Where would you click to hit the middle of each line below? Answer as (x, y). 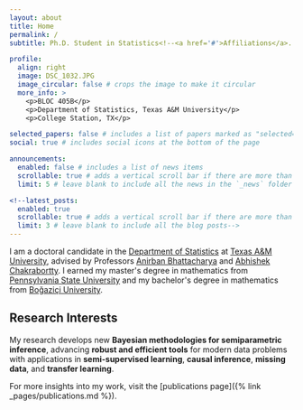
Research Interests (64, 318)
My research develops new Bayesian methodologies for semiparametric (146, 340)
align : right (42, 68)
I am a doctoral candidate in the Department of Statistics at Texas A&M (141, 251)
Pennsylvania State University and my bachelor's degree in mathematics (144, 280)
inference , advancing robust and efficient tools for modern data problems (148, 349)
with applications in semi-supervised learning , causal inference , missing (147, 359)
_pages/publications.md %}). (63, 396)
